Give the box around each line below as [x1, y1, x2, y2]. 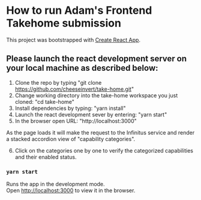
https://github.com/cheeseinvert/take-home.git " [14, 85, 134, 92]
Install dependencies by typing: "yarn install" [14, 105, 126, 112]
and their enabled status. [14, 153, 77, 160]
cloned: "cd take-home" [14, 98, 75, 105]
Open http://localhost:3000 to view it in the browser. [6, 187, 136, 194]
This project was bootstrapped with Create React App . [6, 36, 141, 43]
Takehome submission [6, 16, 122, 30]
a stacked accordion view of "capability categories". [6, 135, 136, 142]
